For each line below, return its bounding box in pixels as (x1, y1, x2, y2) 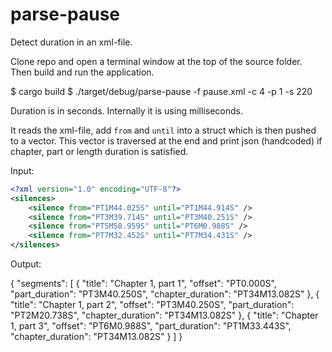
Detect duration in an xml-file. (10, 36, 133, 48)
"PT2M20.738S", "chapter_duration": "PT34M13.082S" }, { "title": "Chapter (10, 309, 319, 322)
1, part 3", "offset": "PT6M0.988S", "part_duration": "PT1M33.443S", (10, 320, 292, 332)
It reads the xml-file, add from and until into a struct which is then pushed (10, 124, 317, 136)
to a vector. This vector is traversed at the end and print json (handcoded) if (10, 134, 323, 147)
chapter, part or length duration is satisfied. (10, 145, 189, 157)
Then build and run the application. (10, 66, 155, 78)
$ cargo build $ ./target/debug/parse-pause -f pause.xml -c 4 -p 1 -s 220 (10, 85, 313, 97)
